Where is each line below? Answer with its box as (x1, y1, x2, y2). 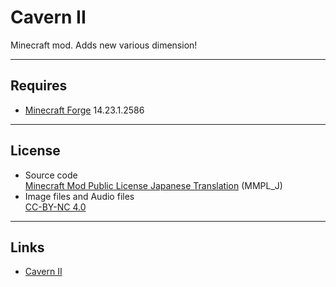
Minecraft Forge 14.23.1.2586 (24, 104, 145, 116)
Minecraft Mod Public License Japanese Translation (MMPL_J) (24, 179, 283, 191)
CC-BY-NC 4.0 (24, 201, 87, 213)
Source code (24, 169, 78, 181)
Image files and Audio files (24, 190, 135, 202)
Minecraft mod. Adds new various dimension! (10, 39, 198, 51)
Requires (10, 77, 68, 95)
